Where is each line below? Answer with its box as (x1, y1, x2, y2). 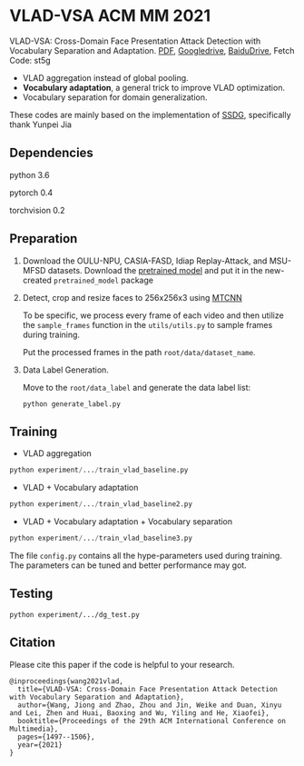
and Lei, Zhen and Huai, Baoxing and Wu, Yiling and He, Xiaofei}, (9, 708, 270, 718)
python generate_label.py (22, 399, 121, 409)
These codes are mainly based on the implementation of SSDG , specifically (9, 109, 292, 120)
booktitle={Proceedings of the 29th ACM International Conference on (17, 716, 286, 725)
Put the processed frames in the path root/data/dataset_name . (22, 346, 256, 357)
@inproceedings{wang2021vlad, (9, 676, 124, 686)
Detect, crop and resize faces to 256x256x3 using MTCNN (22, 292, 242, 303)
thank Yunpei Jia (9, 119, 73, 130)
